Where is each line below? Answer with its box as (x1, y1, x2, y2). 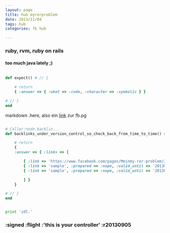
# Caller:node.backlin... (5, 126, 60, 131)
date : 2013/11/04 (5, 17, 42, 22)
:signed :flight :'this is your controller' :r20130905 (5, 221, 132, 228)
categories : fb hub (5, 26, 47, 31)
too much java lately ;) (5, 60, 53, 66)
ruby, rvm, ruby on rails (5, 48, 64, 55)
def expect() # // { (5, 75, 49, 81)
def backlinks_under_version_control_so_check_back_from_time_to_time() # (5, 131, 166, 136)
